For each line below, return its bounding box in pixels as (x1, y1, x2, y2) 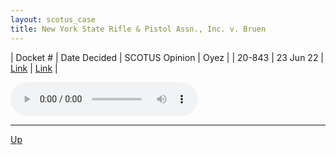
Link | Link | (10, 62, 58, 74)
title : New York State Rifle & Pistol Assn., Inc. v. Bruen (10, 24, 267, 34)
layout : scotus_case (10, 14, 97, 25)
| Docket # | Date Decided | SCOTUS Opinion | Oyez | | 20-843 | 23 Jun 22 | (10, 51, 325, 63)
